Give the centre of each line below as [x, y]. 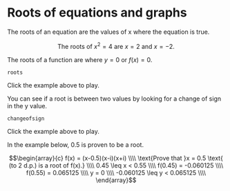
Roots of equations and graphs [97, 13]
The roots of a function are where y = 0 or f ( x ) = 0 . [80, 59]
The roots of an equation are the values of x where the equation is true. [108, 32]
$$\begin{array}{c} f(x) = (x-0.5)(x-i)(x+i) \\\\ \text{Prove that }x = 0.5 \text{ [116, 158]
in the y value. [27, 105]
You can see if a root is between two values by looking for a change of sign [114, 99]
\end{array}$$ [116, 180]
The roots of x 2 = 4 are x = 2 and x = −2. [116, 46]
